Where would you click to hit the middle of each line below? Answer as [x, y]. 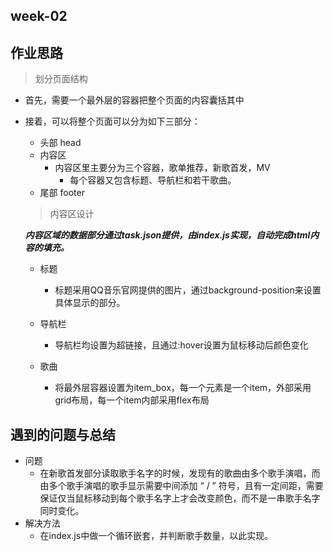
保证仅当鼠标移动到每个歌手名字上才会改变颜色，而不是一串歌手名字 [180, 498]
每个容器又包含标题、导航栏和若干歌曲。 [153, 180]
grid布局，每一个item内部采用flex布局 [132, 400]
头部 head [60, 143]
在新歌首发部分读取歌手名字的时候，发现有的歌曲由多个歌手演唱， [175, 473]
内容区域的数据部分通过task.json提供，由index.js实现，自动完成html [167, 235]
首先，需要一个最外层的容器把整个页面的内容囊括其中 [134, 100]
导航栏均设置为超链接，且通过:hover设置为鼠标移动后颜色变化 [181, 345]
